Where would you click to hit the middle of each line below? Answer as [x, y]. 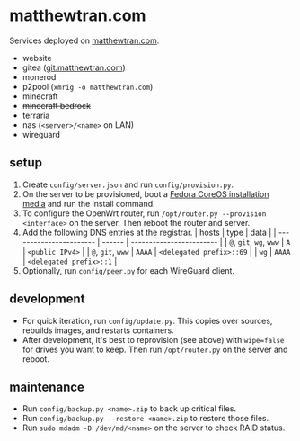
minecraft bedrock [57, 105]
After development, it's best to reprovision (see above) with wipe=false [153, 339]
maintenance [47, 387]
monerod [39, 76]
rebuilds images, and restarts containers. [98, 330]
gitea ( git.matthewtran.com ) [74, 67]
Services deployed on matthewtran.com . [84, 40]
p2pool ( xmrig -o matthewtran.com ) [88, 86]
